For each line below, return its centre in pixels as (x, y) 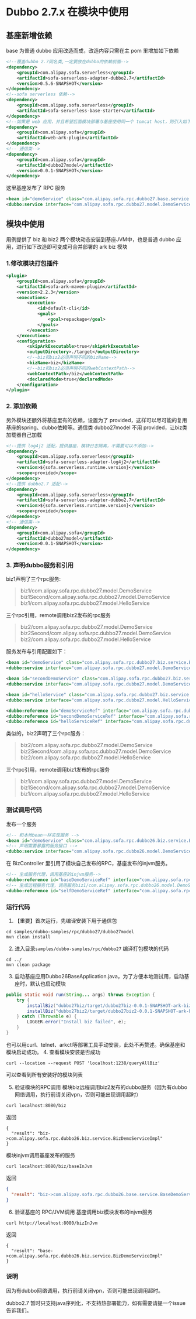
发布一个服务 (21, 824)
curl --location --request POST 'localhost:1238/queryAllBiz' (83, 1063)
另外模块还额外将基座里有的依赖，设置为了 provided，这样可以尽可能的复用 (97, 420)
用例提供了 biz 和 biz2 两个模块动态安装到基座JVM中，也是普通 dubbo (90, 239)
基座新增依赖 (29, 35)
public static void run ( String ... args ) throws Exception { (81, 995)
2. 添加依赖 (22, 406)
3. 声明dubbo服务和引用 (40, 566)
